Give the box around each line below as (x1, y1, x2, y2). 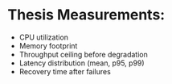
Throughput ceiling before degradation (18, 49, 148, 59)
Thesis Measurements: (7, 6, 166, 24)
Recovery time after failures (18, 66, 112, 76)
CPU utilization (18, 32, 69, 42)
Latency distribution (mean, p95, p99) (18, 58, 145, 68)
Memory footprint (18, 40, 78, 50)
